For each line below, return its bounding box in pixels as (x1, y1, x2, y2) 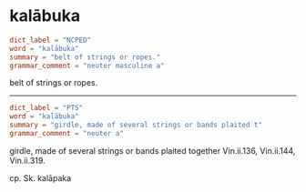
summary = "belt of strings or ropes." (9, 52, 161, 62)
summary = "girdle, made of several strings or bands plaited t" (9, 120, 262, 130)
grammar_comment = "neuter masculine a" (9, 61, 166, 70)
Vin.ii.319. (9, 155, 46, 166)
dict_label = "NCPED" (9, 35, 92, 45)
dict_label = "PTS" (9, 104, 84, 113)
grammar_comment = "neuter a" (9, 129, 125, 138)
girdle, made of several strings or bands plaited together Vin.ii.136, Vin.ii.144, (9, 145, 296, 156)
